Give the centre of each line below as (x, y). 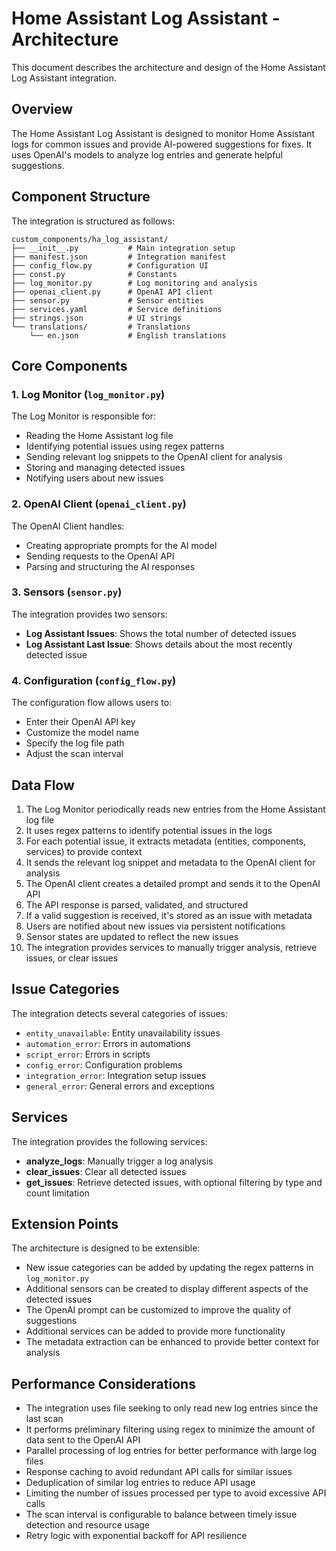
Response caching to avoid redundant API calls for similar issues (159, 1472)
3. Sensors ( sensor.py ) (67, 592)
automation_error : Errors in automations (108, 1043)
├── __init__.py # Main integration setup (123, 248)
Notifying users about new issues (94, 478)
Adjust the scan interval (74, 754)
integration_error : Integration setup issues (116, 1075)
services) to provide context (84, 851)
